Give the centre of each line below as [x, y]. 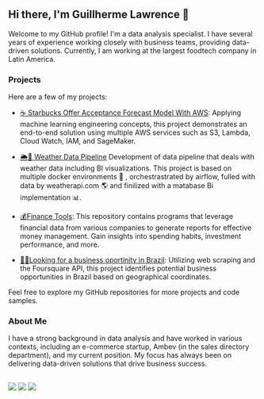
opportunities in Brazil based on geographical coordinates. [115, 277]
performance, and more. [59, 245]
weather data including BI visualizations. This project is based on [126, 168]
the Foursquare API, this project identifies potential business [118, 269]
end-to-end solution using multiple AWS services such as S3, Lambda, [135, 132]
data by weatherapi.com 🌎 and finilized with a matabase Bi [117, 186]
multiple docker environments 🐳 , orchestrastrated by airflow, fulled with [138, 177]
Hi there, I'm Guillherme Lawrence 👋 [99, 15]
